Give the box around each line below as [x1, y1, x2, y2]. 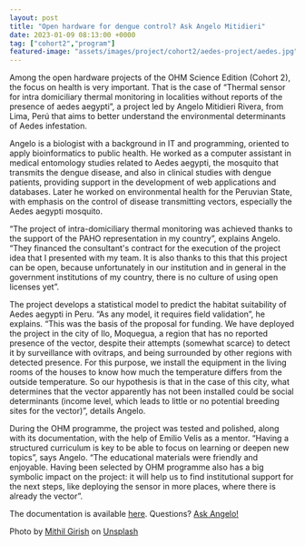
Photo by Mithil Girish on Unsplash [9, 526, 139, 537]
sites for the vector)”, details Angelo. [9, 406, 146, 417]
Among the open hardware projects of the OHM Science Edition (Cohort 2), [9, 72, 291, 83]
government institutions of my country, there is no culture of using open [9, 272, 279, 283]
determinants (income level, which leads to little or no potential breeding [9, 396, 280, 407]
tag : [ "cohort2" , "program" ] [9, 38, 116, 48]
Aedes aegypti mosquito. [9, 206, 103, 217]
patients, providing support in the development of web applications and [9, 177, 277, 187]
